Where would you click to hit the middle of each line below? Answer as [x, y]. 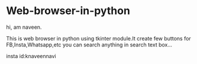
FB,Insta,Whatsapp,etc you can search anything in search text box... [89, 45]
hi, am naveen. [24, 27]
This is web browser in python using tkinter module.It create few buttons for [98, 38]
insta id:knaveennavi [31, 56]
